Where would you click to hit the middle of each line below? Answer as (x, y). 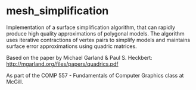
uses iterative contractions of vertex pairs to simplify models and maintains (98, 40)
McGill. (15, 82)
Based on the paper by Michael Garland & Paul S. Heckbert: (80, 57)
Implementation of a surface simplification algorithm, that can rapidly (91, 27)
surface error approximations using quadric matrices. (71, 46)
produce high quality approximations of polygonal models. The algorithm (95, 33)
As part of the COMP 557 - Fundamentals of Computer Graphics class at (95, 75)
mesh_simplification (57, 11)
